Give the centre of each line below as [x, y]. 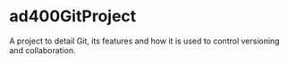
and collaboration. [42, 50]
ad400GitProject [73, 16]
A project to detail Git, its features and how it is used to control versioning [144, 41]
